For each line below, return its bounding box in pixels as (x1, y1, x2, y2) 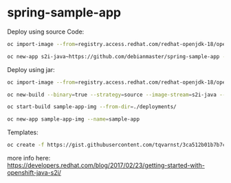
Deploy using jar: (7, 65, 55, 73)
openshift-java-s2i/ (7, 169, 62, 177)
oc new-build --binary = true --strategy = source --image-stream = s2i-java (7, 91, 217, 98)
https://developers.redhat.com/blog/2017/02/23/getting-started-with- (7, 161, 205, 169)
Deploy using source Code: (7, 27, 85, 36)
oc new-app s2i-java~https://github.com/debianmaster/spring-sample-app (7, 53, 220, 60)
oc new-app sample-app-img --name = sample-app (7, 116, 140, 123)
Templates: (7, 128, 39, 136)
